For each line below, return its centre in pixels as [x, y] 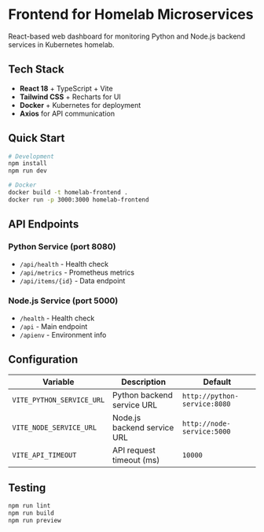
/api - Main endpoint [53, 326]
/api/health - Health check [64, 264]
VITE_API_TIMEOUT [44, 455]
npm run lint [29, 506]
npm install [27, 164]
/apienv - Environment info [63, 334]
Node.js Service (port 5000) [63, 301]
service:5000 [206, 431]
